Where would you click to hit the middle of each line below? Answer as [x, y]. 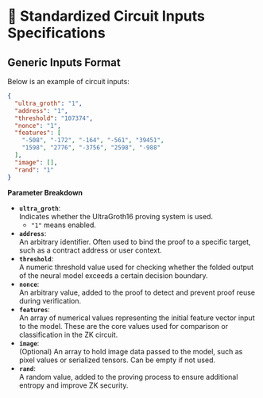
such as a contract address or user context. [90, 250]
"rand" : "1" [35, 170]
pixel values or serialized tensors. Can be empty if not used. [117, 360]
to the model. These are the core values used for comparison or [123, 326]
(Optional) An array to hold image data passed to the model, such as [131, 351]
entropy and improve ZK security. [73, 385]
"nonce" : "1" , [38, 126]
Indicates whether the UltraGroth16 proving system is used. [116, 216]
